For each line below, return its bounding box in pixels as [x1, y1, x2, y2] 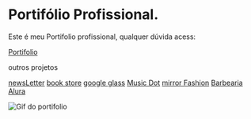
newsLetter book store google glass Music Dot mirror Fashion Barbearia [8, 78, 243, 87]
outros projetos [8, 62, 58, 72]
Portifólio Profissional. [8, 6, 159, 24]
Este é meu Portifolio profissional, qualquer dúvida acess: [8, 32, 196, 41]
